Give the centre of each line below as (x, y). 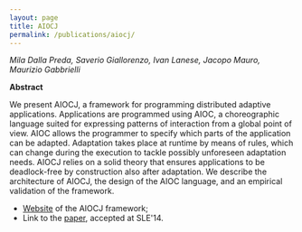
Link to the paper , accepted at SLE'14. (93, 218)
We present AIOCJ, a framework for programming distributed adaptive (140, 105)
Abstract (26, 88)
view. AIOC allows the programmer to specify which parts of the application (150, 134)
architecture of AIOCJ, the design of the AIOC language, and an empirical (146, 181)
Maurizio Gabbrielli (45, 70)
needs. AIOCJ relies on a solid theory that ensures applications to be (137, 162)
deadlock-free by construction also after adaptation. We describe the (138, 172)
